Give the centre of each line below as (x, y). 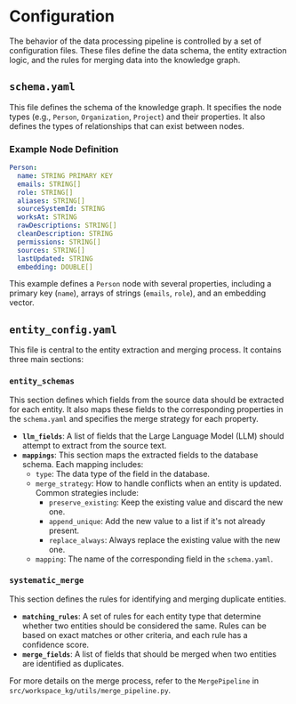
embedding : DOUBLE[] (55, 267)
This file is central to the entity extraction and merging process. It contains (145, 350)
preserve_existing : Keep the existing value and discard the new (166, 502)
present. (64, 530)
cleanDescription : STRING (65, 234)
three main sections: (47, 360)
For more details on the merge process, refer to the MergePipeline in (134, 680)
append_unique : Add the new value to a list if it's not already (157, 521)
